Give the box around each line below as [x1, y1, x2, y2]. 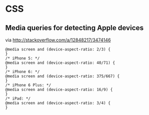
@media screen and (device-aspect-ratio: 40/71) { [5, 60, 115, 65]
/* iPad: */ [5, 96, 31, 101]
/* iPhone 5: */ [5, 56, 40, 61]
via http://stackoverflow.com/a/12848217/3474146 [5, 37, 111, 43]
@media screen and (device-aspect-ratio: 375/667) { [5, 74, 120, 79]
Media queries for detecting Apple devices [5, 24, 144, 32]
